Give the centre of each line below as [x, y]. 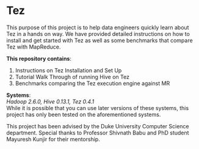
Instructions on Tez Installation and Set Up [68, 70]
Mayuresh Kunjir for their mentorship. [53, 139]
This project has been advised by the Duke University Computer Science [98, 126]
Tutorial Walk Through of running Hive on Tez [72, 77]
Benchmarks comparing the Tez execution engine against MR [92, 83]
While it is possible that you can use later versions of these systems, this [98, 108]
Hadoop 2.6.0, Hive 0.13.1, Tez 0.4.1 [50, 102]
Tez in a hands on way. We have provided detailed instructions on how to [98, 33]
